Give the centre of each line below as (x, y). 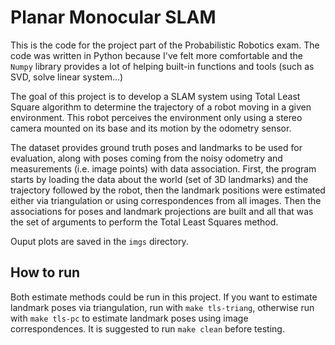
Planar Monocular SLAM (113, 17)
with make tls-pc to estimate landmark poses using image (129, 318)
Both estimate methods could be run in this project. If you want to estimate (164, 297)
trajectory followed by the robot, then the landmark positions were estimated (168, 190)
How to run (45, 272)
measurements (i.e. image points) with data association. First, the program (163, 168)
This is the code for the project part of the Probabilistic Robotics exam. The (165, 45)
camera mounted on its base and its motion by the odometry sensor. (151, 128)
